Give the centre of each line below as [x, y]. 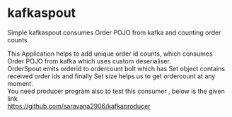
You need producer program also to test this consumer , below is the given [116, 91]
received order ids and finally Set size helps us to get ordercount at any [111, 76]
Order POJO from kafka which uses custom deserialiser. [89, 61]
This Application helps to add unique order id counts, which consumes [110, 54]
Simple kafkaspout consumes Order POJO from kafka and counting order [114, 32]
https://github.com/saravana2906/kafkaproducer [79, 106]
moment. [20, 83]
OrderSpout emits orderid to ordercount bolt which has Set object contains [116, 68]
